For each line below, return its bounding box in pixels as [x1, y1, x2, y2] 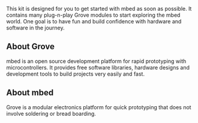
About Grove [6, 41, 55, 52]
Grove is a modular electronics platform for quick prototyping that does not [6, 103, 191, 110]
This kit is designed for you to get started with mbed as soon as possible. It [6, 5, 192, 12]
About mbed [6, 88, 54, 98]
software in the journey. [6, 24, 65, 31]
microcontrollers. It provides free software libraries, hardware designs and [6, 64, 190, 71]
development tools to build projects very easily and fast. [6, 70, 145, 77]
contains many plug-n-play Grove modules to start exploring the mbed [6, 11, 181, 19]
